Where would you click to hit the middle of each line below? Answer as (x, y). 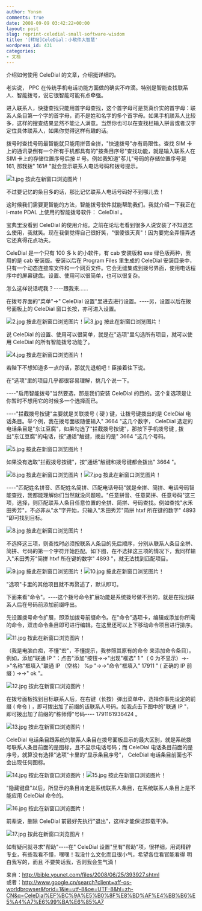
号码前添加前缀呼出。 (53, 604)
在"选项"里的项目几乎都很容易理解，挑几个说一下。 (69, 380)
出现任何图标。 (30, 762)
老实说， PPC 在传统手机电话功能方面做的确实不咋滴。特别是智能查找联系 (97, 88)
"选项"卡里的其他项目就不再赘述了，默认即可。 (64, 584)
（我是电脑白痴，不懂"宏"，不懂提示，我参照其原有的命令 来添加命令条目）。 (100, 650)
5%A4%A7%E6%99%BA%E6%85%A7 (55, 902)
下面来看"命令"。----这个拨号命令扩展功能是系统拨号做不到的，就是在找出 (98, 597)
